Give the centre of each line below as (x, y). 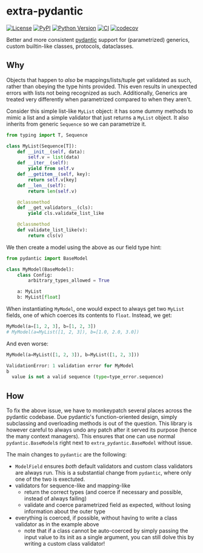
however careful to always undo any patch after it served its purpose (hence (101, 430)
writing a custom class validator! (65, 544)
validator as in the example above (57, 524)
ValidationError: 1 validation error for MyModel (70, 365)
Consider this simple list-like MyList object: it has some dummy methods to (100, 111)
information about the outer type (65, 512)
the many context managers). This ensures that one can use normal (91, 436)
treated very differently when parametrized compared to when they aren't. (99, 99)
